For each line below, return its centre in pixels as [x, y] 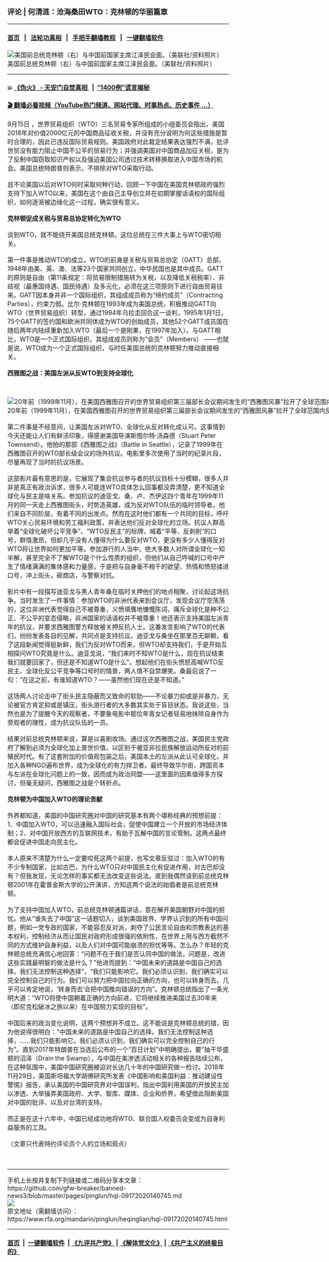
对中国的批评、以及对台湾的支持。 [57, 1103]
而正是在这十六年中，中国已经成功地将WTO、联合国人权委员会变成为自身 [113, 1119]
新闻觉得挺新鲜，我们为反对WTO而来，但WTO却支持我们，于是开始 [123, 644]
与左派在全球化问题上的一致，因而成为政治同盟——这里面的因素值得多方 [112, 774]
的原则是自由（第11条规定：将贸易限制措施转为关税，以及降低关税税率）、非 [116, 278]
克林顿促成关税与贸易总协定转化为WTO [64, 219]
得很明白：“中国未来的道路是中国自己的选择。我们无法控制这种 [116, 1032]
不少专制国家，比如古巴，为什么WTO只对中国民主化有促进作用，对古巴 [110, 867]
